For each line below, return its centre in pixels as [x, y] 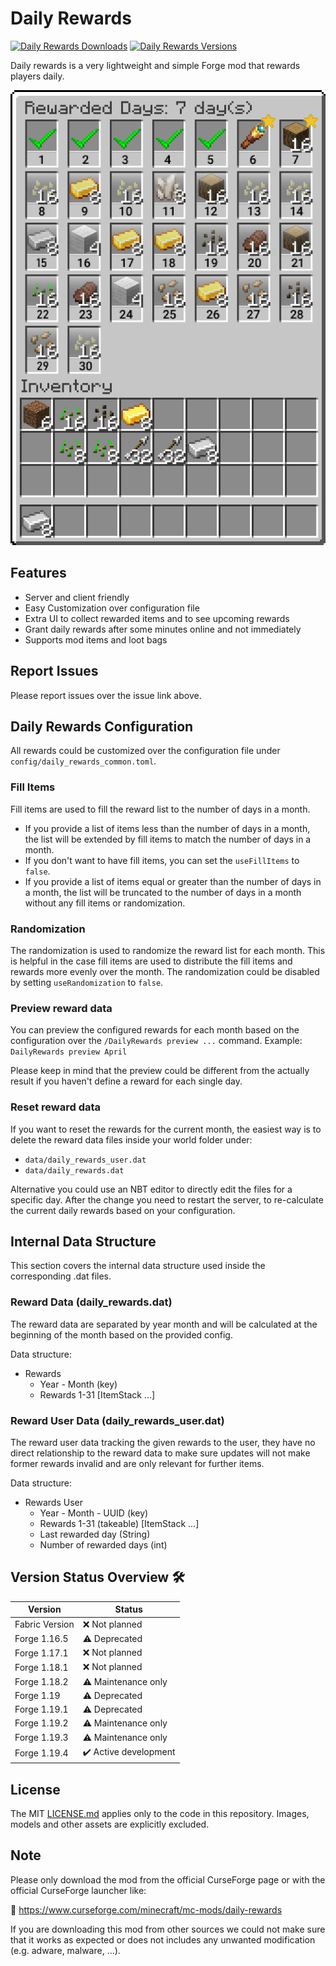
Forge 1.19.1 [41, 1709]
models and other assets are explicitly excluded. [110, 1824]
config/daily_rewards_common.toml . [83, 761]
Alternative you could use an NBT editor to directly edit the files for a [151, 1189]
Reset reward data [56, 1107]
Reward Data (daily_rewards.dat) [91, 1302]
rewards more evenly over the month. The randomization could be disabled [165, 971]
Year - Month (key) [78, 1384]
